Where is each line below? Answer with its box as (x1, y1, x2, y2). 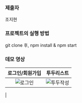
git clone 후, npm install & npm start (5, 42, 77, 48)
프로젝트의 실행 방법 (5, 30, 50, 37)
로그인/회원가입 (7, 69, 42, 76)
